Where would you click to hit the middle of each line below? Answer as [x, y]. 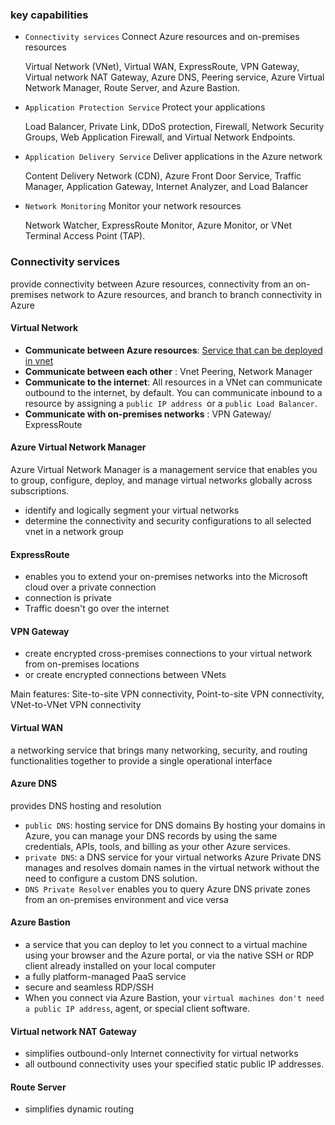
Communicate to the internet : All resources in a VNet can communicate [173, 382]
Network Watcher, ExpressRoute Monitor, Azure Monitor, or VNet [158, 225]
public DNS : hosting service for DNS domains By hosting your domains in [175, 825]
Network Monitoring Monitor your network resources [133, 206]
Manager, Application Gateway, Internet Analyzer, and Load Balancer [166, 187]
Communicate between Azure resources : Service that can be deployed [173, 350]
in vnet [39, 360]
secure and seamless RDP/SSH [89, 987]
